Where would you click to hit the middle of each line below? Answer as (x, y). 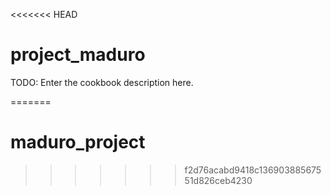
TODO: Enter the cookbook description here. (102, 82)
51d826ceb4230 (218, 180)
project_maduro (78, 55)
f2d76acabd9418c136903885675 (253, 170)
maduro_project (78, 142)
